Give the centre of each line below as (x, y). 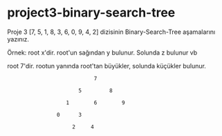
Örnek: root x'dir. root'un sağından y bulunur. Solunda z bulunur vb (102, 52)
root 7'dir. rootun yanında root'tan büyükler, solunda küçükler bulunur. (107, 66)
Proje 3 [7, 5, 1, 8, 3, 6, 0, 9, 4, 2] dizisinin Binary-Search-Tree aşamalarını (111, 32)
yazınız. (18, 39)
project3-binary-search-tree (91, 13)
